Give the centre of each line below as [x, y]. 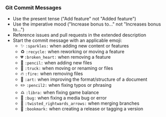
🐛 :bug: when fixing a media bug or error [64, 98]
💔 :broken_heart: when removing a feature [66, 57]
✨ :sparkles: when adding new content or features [75, 46]
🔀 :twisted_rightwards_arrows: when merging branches [80, 103]
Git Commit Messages [33, 8]
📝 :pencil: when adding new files [56, 63]
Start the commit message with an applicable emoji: [67, 40]
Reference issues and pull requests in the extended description [79, 35]
